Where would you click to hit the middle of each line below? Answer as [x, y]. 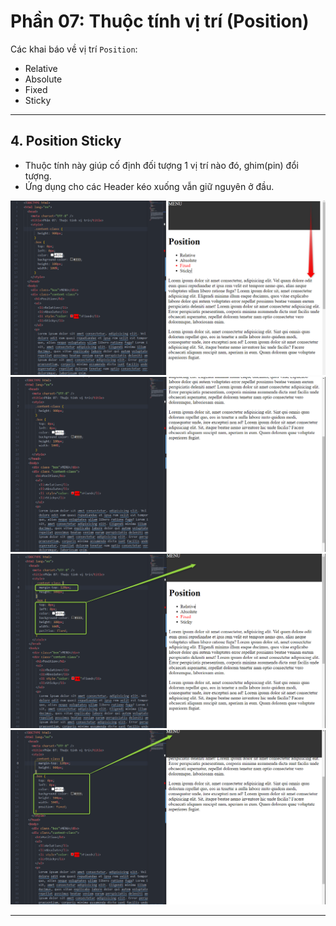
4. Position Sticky [66, 141]
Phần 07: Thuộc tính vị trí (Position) [160, 21]
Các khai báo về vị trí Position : [74, 49]
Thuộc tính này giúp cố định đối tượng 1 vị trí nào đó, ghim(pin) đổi [161, 165]
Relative [41, 68]
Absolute [43, 79]
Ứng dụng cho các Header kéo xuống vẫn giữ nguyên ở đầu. [149, 186]
